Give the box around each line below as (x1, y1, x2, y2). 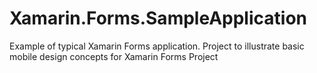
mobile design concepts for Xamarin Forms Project (9, 50, 219, 62)
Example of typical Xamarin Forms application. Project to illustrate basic (9, 40, 305, 52)
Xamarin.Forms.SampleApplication (9, 7, 307, 30)
